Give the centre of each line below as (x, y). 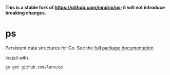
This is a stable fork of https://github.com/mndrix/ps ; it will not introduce (85, 7)
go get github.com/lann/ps (34, 67)
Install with (17, 58)
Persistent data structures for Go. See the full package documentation (80, 48)
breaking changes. (26, 13)
